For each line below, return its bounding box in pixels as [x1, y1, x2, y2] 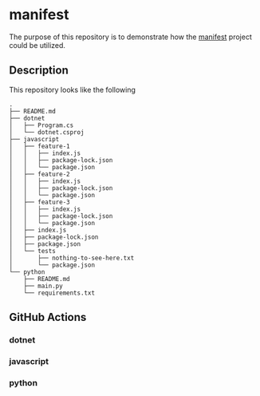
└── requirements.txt [23, 289, 95, 297]
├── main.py [23, 282, 63, 290]
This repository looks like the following [9, 85, 136, 94]
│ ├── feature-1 [9, 142, 70, 150]
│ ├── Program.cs [9, 121, 74, 129]
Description [9, 64, 69, 77]
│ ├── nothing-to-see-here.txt [9, 254, 135, 262]
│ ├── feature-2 [9, 170, 70, 178]
